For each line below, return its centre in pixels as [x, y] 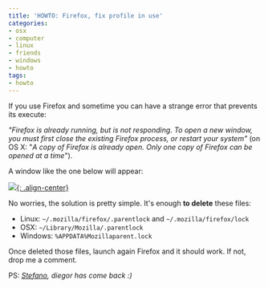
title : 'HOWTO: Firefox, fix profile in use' [85, 16]
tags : [17, 75]
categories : [28, 23]
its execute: [27, 114]
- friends [25, 53]
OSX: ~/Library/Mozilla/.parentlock [81, 227]
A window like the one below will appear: [76, 171]
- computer [26, 38]
